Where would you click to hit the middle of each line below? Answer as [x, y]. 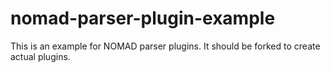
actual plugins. [40, 56]
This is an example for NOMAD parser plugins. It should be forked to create [165, 46]
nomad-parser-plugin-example [143, 18]
